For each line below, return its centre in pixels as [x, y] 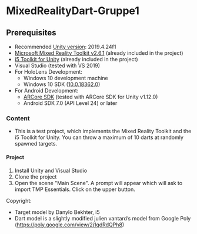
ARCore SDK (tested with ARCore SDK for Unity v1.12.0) [91, 97]
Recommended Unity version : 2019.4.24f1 [65, 47]
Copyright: [19, 200]
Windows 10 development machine [66, 78]
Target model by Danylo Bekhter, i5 [57, 212]
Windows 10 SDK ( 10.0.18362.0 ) [62, 84]
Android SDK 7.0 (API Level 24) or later [70, 103]
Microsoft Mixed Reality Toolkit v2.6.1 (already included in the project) [99, 53]
